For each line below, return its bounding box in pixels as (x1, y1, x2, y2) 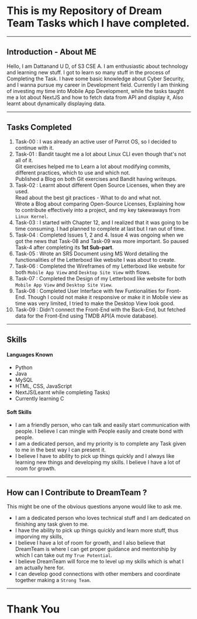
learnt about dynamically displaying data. (6, 100, 106, 107)
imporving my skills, (15, 533, 64, 540)
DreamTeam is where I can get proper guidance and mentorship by (15, 546, 177, 553)
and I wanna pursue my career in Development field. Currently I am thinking (6, 81, 189, 88)
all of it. (15, 156, 33, 163)
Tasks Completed (6, 122, 72, 132)
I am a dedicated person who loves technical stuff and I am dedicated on (15, 514, 191, 522)
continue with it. (15, 144, 54, 151)
